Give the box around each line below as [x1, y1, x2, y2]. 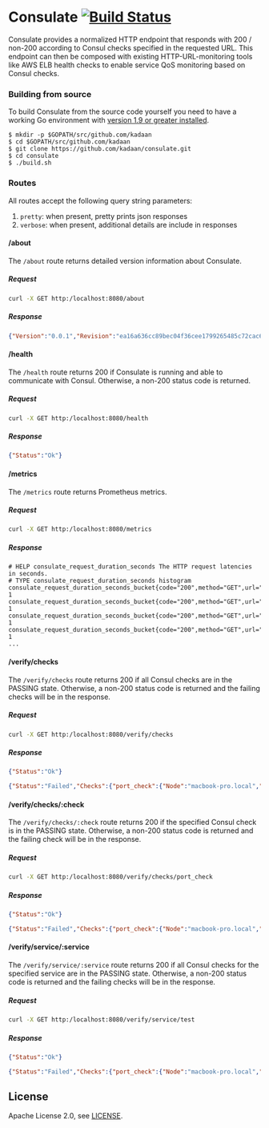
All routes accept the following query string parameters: [8, 196, 193, 205]
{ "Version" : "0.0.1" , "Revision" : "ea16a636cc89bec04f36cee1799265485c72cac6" [8, 332, 267, 340]
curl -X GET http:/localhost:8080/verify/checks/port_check [8, 873, 214, 881]
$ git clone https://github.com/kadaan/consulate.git [8, 145, 192, 153]
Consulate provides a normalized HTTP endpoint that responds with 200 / [8, 34, 252, 44]
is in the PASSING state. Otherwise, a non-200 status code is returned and [8, 826, 254, 835]
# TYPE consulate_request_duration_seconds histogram [8, 577, 192, 585]
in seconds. [8, 570, 48, 578]
